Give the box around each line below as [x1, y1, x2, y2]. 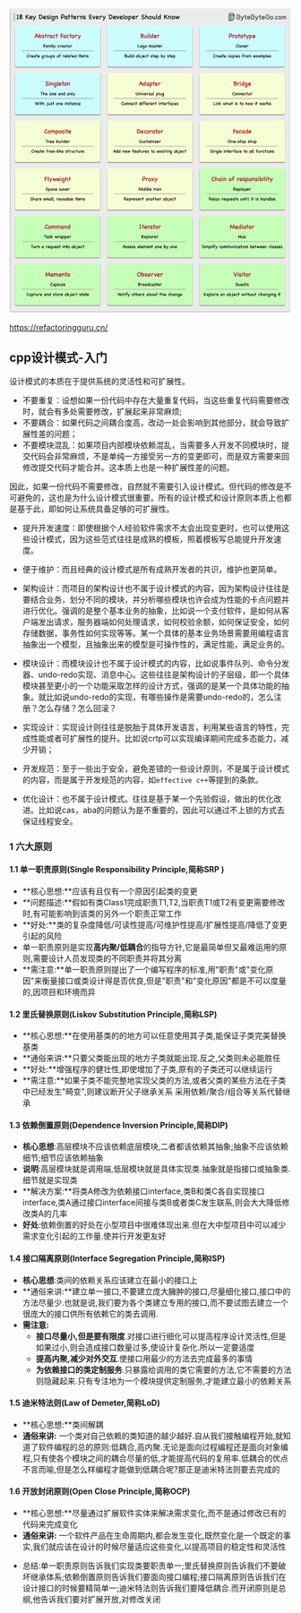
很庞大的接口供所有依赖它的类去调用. [21, 1308, 159, 1319]
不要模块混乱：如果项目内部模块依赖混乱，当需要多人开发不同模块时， [21, 439, 282, 450]
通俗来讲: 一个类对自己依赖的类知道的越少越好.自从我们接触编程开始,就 [21, 1430, 284, 1441]
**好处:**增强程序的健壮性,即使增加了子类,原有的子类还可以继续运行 [21, 1064, 273, 1075]
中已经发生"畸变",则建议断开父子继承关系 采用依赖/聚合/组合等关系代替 [21, 1086, 283, 1097]
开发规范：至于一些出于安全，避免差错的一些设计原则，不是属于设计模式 [21, 763, 289, 774]
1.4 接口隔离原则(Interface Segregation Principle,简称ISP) [9, 1253, 226, 1264]
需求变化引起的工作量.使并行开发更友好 [21, 1231, 167, 1241]
